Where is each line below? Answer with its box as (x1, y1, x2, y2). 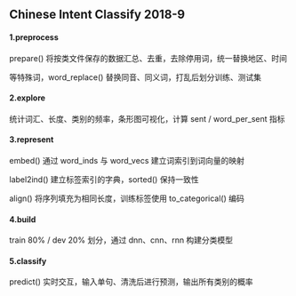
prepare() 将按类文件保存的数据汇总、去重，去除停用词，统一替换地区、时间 (9, 52, 287, 63)
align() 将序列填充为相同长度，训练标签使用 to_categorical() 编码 (9, 193, 244, 204)
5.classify (9, 255, 47, 266)
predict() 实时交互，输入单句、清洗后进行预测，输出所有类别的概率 (9, 276, 253, 287)
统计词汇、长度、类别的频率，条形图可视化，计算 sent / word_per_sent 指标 (9, 113, 286, 124)
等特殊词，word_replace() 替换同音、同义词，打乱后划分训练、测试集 (9, 71, 262, 83)
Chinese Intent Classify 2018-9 (9, 7, 186, 22)
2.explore (9, 92, 46, 103)
